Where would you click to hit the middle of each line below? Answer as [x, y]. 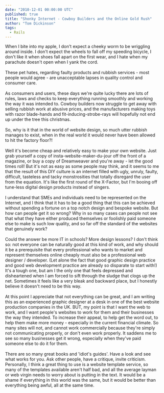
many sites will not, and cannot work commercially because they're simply [80, 328]
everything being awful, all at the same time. [50, 385]
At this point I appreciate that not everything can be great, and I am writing [80, 297]
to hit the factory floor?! [29, 140]
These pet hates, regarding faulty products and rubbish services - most [77, 72]
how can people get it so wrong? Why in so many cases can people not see [81, 213]
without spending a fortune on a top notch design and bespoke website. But [82, 208]
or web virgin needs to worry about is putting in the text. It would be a [75, 375]
